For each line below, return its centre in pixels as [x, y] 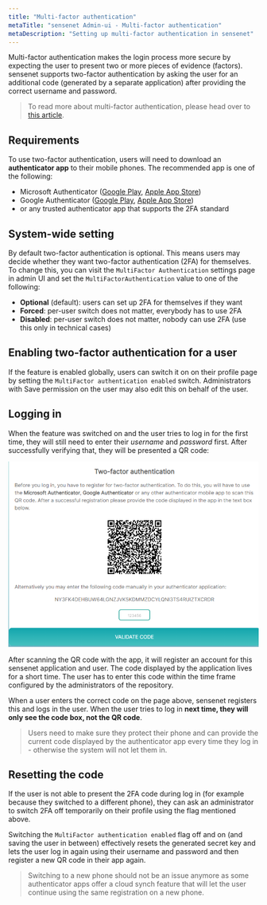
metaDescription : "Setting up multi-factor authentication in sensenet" [131, 33]
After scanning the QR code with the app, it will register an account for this [130, 659]
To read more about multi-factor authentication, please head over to [139, 107]
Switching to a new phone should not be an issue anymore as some [138, 875]
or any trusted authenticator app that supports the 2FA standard [124, 209]
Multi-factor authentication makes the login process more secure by [120, 57]
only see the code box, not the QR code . [75, 717]
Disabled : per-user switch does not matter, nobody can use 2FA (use [133, 319]
